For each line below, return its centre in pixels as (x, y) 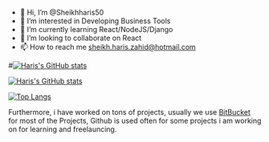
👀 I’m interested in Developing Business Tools (95, 21)
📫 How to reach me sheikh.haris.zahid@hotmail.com (108, 47)
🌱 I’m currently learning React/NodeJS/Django (96, 29)
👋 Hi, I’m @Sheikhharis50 (62, 12)
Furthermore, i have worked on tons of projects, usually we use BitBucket (130, 112)
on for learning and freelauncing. (63, 129)
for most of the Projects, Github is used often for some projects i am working (135, 121)
